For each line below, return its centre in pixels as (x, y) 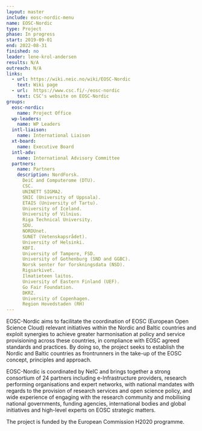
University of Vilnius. (52, 214)
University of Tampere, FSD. (59, 254)
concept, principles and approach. (49, 360)
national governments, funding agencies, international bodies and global (96, 404)
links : (14, 74)
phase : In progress (31, 34)
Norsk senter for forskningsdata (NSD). (74, 265)
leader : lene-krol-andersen (42, 57)
